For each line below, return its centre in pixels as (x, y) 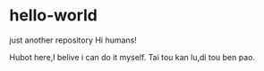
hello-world (54, 16)
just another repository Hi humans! (73, 40)
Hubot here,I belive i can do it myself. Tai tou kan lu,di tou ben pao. (132, 57)
